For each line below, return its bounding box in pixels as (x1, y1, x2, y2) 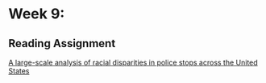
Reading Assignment (8, 37, 116, 50)
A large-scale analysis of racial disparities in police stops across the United (8, 57, 258, 67)
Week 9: (8, 5, 65, 23)
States (8, 66, 30, 76)
